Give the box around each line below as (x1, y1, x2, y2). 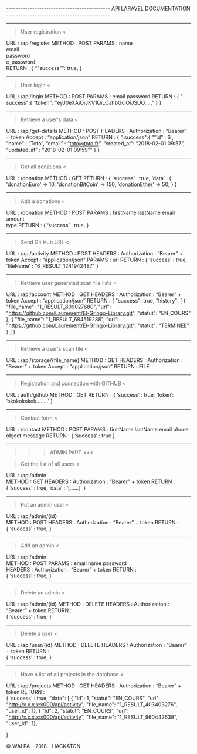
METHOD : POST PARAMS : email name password (6, 560, 127, 567)
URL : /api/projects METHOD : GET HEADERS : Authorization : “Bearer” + (6, 682, 182, 689)
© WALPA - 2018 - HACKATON (6, 743, 81, 749)
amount (6, 215, 25, 222)
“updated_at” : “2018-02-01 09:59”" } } (6, 147, 100, 153)
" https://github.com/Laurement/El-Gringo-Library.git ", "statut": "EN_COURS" (6, 310, 191, 317)
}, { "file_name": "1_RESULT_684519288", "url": (6, 316, 119, 323)
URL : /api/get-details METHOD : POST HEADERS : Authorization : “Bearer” (6, 128, 187, 134)
